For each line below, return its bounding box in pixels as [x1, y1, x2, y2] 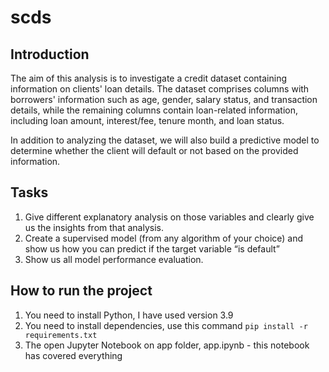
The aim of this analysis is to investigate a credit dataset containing [10, 72, 288, 84]
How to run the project [10, 282, 153, 300]
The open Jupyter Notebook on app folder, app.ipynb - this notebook [24, 339, 310, 351]
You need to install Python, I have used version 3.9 [24, 309, 234, 321]
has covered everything [24, 349, 123, 361]
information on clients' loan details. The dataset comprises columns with [10, 83, 310, 95]
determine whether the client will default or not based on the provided [10, 145, 299, 156]
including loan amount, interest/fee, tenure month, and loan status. [10, 115, 285, 126]
